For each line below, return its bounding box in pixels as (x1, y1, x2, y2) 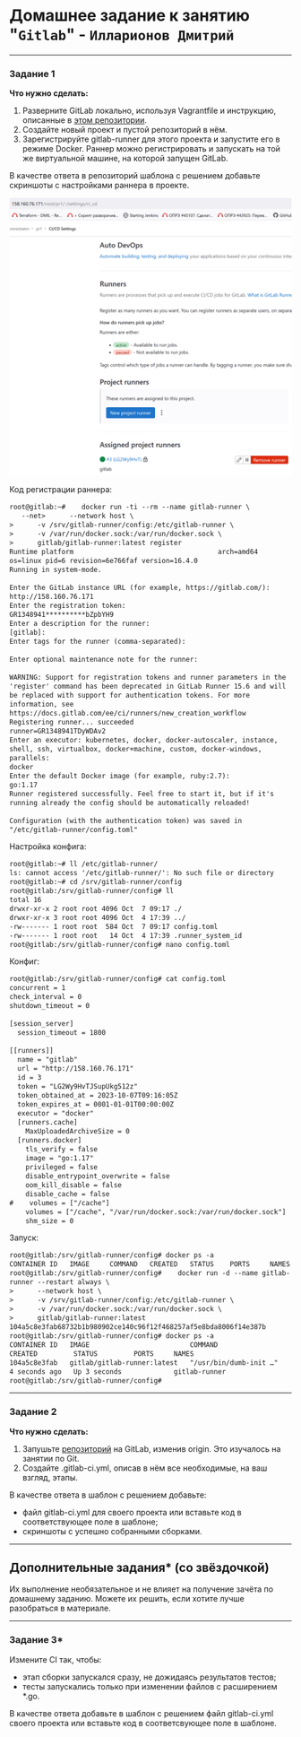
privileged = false (25, 1163, 99, 1172)
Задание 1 (9, 67, 56, 80)
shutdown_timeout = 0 (9, 1002, 90, 1011)
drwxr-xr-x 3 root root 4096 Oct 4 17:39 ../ (9, 914, 186, 923)
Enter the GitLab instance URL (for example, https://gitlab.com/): (9, 584, 271, 593)
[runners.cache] (17, 1118, 78, 1127)
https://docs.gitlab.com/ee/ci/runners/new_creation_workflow (9, 709, 246, 718)
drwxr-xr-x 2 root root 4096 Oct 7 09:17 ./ (9, 905, 182, 914)
